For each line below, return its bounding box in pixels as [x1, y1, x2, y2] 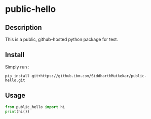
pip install [5, 73, 30, 78]
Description [5, 23, 42, 32]
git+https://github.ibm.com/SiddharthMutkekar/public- [31, 73, 147, 78]
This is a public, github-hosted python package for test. [5, 36, 118, 42]
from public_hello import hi [5, 104, 65, 110]
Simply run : [5, 63, 30, 70]
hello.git [5, 78, 26, 83]
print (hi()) [5, 109, 30, 114]
